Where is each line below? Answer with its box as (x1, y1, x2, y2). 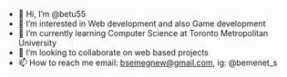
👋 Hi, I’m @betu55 (17, 9, 87, 19)
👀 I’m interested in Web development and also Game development (17, 18, 266, 29)
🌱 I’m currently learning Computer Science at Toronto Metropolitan (17, 28, 269, 38)
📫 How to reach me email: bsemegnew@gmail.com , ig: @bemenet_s (17, 57, 278, 68)
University (17, 37, 57, 48)
